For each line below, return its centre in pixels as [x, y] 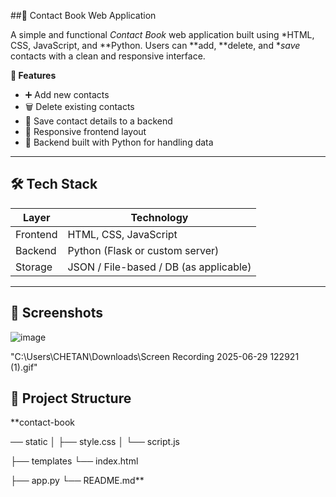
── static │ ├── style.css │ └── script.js [95, 442]
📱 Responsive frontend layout [85, 131]
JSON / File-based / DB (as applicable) [159, 267]
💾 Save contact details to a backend [98, 121]
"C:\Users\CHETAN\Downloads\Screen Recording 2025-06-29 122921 [155, 356]
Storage [34, 267]
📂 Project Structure [71, 398]
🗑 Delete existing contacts [79, 106]
